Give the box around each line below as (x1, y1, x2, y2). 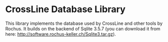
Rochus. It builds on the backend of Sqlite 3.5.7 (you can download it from (5, 25, 160, 31)
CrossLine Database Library (5, 4, 126, 15)
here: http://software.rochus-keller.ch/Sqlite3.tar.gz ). (5, 31, 116, 37)
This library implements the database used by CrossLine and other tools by (5, 20, 163, 26)
